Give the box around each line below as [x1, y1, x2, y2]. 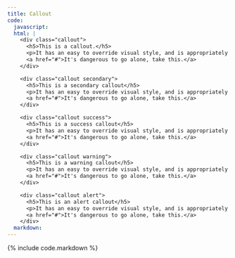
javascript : [13, 23, 49, 30]
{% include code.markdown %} [7, 244, 99, 252]
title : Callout [7, 10, 52, 18]
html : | [13, 30, 37, 37]
